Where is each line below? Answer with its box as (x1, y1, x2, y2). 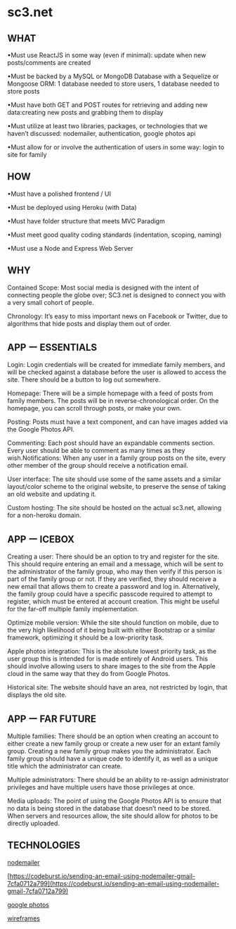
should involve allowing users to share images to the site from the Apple (7, 662, 216, 671)
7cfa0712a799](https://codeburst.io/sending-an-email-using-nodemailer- (7, 879, 220, 887)
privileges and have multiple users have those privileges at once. (7, 783, 195, 792)
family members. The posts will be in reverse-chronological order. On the (7, 397, 219, 405)
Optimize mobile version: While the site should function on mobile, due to (7, 618, 219, 627)
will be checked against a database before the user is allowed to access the (7, 368, 227, 377)
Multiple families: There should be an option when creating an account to (7, 732, 219, 740)
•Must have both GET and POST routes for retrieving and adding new (7, 101, 209, 109)
